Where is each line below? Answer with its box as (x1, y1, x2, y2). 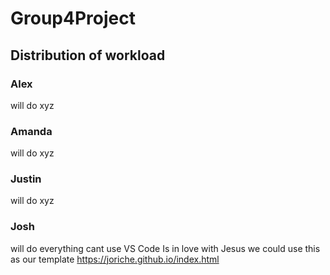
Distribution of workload (10, 47, 166, 64)
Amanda (10, 124, 53, 138)
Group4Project (10, 7, 136, 30)
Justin (10, 172, 42, 186)
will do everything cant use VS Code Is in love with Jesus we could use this (10, 242, 321, 254)
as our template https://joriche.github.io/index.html (10, 253, 220, 265)
